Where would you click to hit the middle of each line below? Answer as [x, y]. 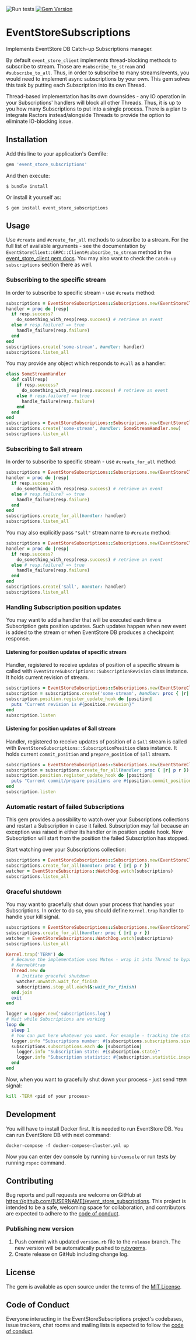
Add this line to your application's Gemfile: [57, 154]
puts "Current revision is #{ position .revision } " [73, 704]
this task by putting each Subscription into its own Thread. [76, 85]
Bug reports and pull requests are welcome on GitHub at [74, 1195]
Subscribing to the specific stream [56, 280]
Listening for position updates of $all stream [61, 729]
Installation [27, 139]
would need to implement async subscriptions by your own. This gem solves [98, 78]
